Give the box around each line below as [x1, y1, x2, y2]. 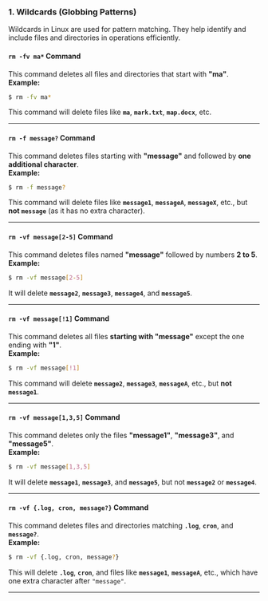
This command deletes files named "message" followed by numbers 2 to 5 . [8, 250, 258, 259]
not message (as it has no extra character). [8, 206, 145, 215]
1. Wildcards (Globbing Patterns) [8, 6, 137, 18]
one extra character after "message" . [8, 575, 127, 585]
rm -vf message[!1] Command [8, 314, 110, 323]
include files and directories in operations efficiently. [8, 33, 181, 42]
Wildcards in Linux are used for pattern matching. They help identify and [8, 25, 246, 34]
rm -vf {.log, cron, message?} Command [8, 503, 149, 512]
